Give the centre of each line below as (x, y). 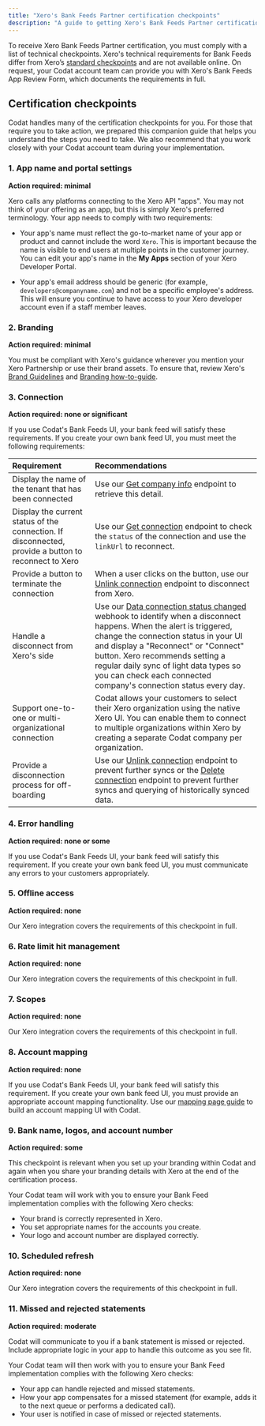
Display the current (47, 512)
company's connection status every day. (170, 685)
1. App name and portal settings (70, 168)
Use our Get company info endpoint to (165, 484)
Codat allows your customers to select (166, 698)
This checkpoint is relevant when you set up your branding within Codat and (132, 1162)
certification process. (43, 1179)
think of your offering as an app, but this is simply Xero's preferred (116, 209)
